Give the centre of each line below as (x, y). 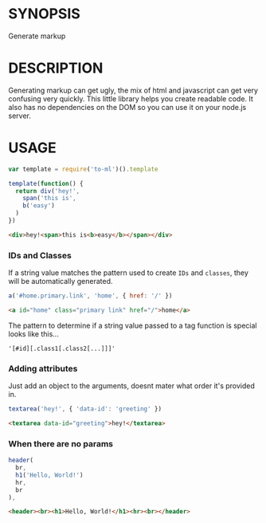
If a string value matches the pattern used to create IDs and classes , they (129, 273)
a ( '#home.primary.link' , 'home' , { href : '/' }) (90, 296)
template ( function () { (46, 183)
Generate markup (37, 36)
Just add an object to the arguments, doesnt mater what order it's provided (131, 386)
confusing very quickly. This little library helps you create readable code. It (131, 98)
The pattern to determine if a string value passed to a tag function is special (133, 325)
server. (20, 116)
